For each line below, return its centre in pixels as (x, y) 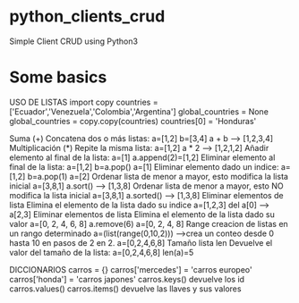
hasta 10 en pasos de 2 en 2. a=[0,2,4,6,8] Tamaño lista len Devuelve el (141, 242)
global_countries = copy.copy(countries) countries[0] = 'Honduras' (133, 121)
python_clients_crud (87, 17)
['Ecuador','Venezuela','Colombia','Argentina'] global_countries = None (139, 111)
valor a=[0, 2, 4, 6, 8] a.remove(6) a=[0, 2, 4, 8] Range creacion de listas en (149, 223)
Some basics (58, 77)
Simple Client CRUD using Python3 (74, 41)
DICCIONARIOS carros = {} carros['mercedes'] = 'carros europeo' (131, 269)
